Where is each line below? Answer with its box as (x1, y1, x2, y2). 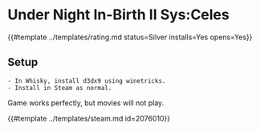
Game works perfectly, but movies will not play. (7, 98, 165, 108)
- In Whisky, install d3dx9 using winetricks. (7, 76, 166, 85)
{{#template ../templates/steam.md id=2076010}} (7, 113, 170, 123)
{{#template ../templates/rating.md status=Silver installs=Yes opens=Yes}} (7, 32, 254, 42)
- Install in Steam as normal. (7, 84, 112, 92)
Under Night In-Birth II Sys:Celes (7, 6, 230, 24)
